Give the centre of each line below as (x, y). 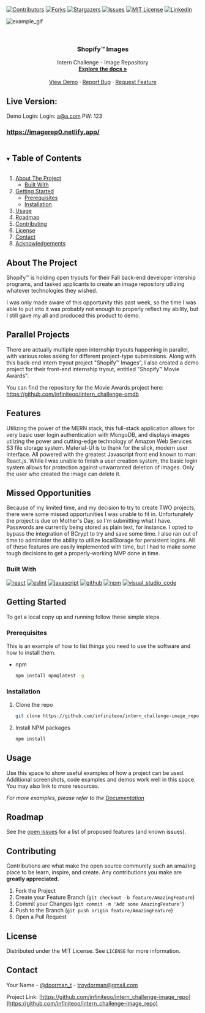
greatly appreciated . (33, 879)
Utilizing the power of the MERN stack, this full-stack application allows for (101, 428)
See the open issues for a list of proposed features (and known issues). (96, 832)
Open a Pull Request (41, 917)
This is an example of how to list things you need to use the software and (99, 646)
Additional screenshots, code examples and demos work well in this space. (101, 779)
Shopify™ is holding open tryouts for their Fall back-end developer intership (101, 278)
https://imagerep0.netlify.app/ (53, 132)
